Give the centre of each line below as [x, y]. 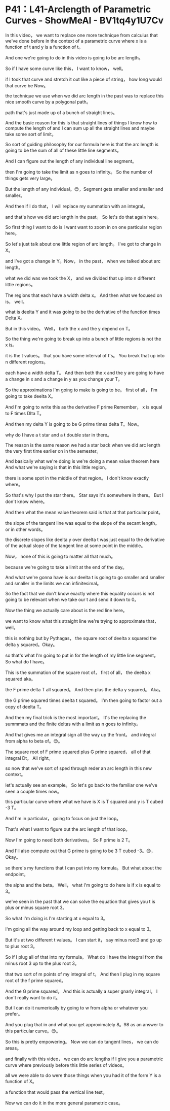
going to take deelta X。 [30, 396]
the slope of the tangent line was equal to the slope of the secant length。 [82, 523]
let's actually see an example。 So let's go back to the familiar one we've [81, 785]
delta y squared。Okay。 [31, 645]
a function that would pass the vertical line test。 [56, 1092]
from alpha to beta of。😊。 [34, 741]
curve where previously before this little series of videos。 [66, 1065]
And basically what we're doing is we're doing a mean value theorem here [82, 461]
